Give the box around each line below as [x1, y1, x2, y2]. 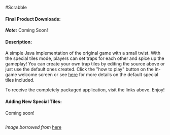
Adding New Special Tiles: [5, 98, 62, 105]
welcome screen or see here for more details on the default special [18, 72, 158, 78]
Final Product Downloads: [5, 16, 61, 22]
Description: [5, 39, 32, 45]
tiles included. [5, 77, 35, 83]
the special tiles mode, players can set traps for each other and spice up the [5, 55, 165, 61]
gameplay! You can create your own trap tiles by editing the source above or [5, 61, 165, 67]
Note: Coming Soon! [5, 27, 48, 33]
